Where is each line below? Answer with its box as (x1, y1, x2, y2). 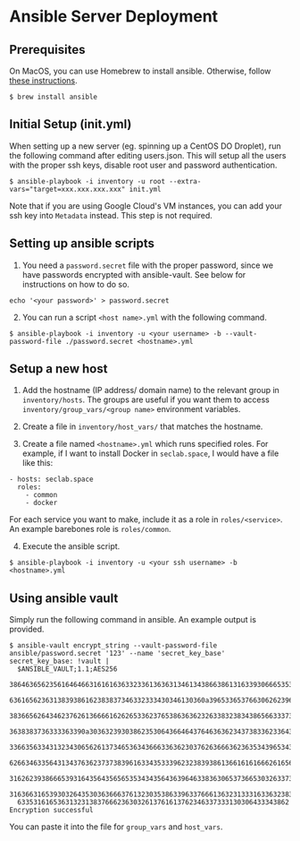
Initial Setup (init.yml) (9, 116, 132, 132)
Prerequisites (9, 42, 86, 57)
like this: (21, 458, 54, 468)
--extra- (169, 176, 202, 185)
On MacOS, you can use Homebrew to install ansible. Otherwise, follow (9, 65, 271, 76)
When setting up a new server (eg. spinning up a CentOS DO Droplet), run (9, 141, 281, 151)
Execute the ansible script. (21, 541, 121, 552)
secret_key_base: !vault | (9, 656, 110, 666)
